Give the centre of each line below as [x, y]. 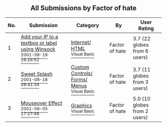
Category [88, 25]
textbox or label [39, 43]
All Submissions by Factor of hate [83, 8]
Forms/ [79, 79]
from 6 [140, 51]
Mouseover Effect [42, 103]
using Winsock [38, 49]
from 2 [140, 111]
